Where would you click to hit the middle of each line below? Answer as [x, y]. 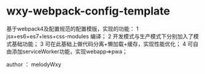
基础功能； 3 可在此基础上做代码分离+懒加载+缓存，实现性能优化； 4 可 [102, 44]
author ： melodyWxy [34, 64]
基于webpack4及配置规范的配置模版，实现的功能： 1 [73, 29]
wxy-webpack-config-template [88, 11]
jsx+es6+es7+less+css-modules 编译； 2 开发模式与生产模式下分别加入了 [100, 36]
